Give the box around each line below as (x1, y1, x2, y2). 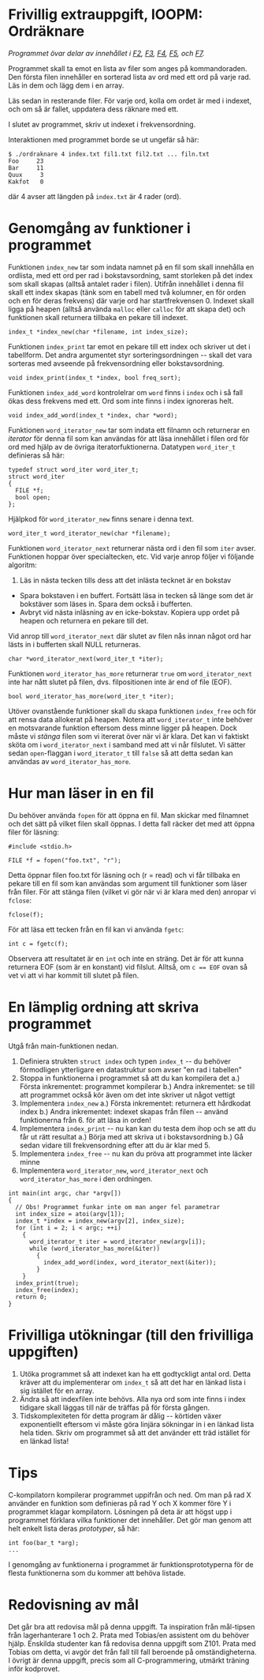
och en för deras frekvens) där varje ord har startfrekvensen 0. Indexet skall (8, 296, 255, 305)
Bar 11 (8, 164, 44, 171)
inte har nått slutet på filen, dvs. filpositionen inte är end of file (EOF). (8, 677, 232, 687)
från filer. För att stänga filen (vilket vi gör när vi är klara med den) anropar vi (8, 887, 256, 896)
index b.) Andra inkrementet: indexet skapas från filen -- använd (19, 1106, 229, 1116)
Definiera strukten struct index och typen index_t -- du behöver (19, 1057, 231, 1066)
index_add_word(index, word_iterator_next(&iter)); (43, 1258, 217, 1266)
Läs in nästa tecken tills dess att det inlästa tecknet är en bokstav (19, 575, 232, 585)
